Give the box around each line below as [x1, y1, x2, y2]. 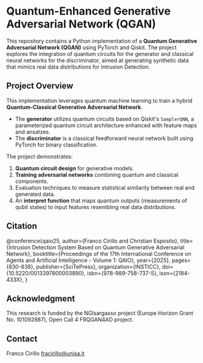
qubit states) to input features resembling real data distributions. [15, 203, 176, 210]
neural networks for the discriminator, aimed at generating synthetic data [6, 57, 190, 64]
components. [15, 178, 49, 185]
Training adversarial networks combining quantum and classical [15, 171, 179, 178]
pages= [171, 257, 191, 264]
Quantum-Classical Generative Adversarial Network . [6, 103, 143, 111]
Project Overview [6, 81, 74, 91]
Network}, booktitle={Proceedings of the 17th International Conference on [6, 250, 191, 257]
